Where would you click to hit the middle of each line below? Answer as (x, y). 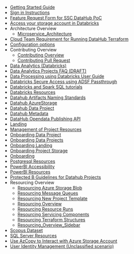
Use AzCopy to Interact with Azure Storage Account (63, 241)
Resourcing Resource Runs (45, 209)
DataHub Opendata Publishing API (45, 119)
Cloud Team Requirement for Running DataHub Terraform (69, 39)
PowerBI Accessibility (32, 166)
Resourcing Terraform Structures (51, 220)
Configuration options (32, 44)
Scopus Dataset (26, 230)
